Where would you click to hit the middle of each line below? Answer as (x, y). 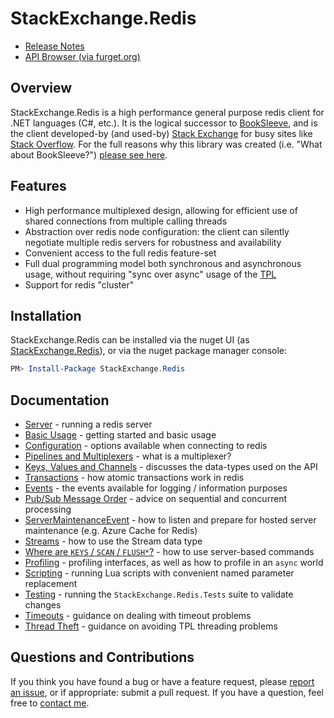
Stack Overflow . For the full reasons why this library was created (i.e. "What (166, 144)
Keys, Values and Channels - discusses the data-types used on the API (171, 467)
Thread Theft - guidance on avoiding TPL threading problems (151, 626)
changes (43, 605)
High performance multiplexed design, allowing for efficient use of (161, 210)
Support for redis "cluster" (79, 284)
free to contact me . (50, 703)
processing (48, 509)
